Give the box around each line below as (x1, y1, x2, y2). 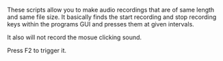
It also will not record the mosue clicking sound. (7, 33, 142, 41)
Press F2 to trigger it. (7, 47, 67, 54)
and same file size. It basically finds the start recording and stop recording (7, 13, 217, 21)
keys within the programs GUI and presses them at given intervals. (7, 20, 195, 28)
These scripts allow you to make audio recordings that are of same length (7, 6, 215, 14)
